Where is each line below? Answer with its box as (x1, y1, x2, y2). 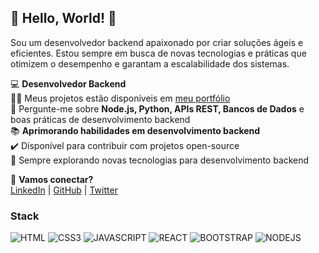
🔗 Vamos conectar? (10, 173, 94, 185)
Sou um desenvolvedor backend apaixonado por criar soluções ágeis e (10, 36, 304, 48)
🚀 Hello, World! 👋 (10, 10, 117, 27)
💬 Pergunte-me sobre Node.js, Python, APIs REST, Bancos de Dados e (10, 102, 305, 115)
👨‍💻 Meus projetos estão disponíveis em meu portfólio (10, 92, 231, 104)
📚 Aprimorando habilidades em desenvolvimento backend (10, 124, 261, 136)
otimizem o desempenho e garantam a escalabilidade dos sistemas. (10, 57, 290, 70)
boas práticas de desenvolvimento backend (10, 113, 191, 125)
